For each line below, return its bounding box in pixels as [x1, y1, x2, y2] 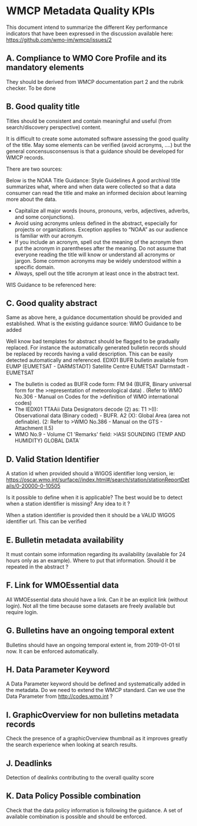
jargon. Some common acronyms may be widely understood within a [14, 257, 181, 264]
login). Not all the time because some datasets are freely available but [6, 602, 175, 609]
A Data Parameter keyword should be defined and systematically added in [6, 680, 186, 687]
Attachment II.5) [14, 425, 54, 432]
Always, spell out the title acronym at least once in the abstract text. [14, 270, 179, 277]
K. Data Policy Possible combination [6, 791, 141, 801]
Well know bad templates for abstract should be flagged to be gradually [6, 338, 180, 345]
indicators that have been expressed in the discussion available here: [6, 30, 173, 37]
